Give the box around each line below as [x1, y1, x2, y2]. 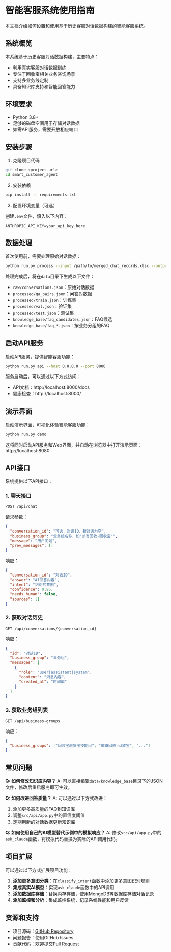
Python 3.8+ [12, 114, 39, 120]
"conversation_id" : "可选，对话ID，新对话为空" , [10, 529, 106, 534]
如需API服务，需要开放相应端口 [12, 126, 78, 132]
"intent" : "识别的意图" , [10, 582, 59, 587]
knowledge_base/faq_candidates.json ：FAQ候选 [12, 316, 113, 322]
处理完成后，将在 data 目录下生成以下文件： [5, 273, 95, 279]
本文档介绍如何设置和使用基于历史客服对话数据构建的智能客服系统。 [5, 23, 148, 29]
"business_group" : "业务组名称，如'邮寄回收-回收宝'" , [10, 533, 118, 539]
